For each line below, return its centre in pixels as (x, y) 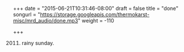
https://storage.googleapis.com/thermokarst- (95, 14)
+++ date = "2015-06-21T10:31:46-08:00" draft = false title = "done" (96, 8)
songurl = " (27, 14)
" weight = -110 (96, 21)
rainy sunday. (38, 43)
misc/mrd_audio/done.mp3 (46, 21)
